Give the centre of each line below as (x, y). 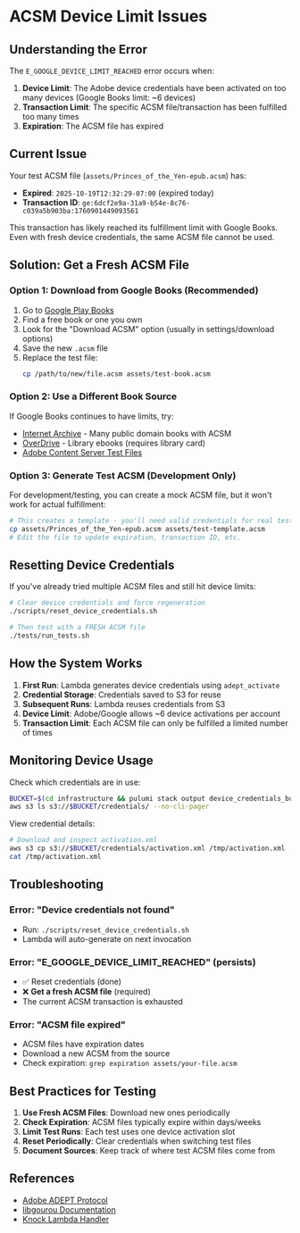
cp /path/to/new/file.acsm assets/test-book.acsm (117, 374)
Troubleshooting (57, 884)
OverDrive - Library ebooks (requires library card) (114, 443)
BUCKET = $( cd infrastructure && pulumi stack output (107, 798)
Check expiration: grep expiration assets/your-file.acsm (130, 1063)
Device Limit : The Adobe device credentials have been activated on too (154, 88)
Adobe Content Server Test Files (82, 452)
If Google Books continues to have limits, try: (92, 416)
